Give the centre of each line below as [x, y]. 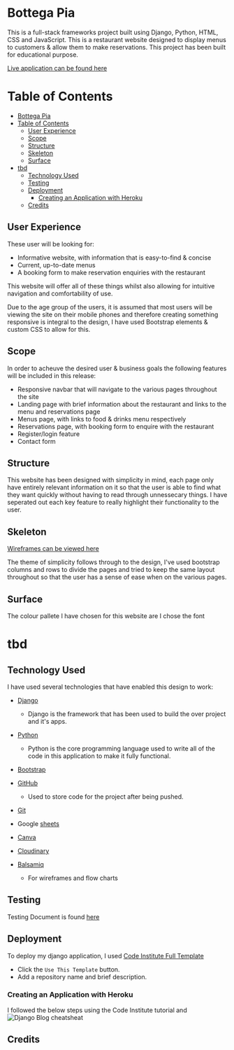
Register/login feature [49, 434]
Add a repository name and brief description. [82, 976]
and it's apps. [47, 721]
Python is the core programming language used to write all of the [121, 748]
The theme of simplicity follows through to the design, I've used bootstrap [114, 562]
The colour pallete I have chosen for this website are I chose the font [106, 616]
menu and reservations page [59, 412]
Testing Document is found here [53, 917]
